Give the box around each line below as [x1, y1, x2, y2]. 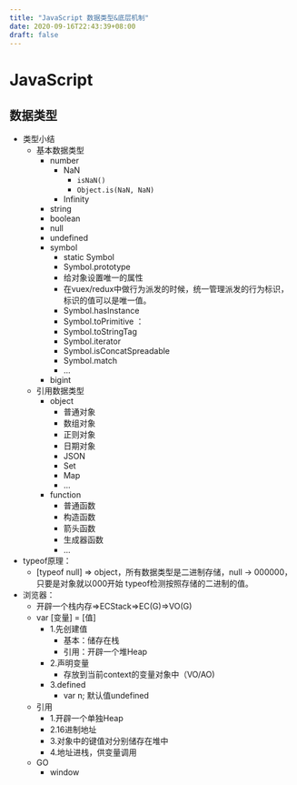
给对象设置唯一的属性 [63, 272, 144, 283]
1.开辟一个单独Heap [49, 713, 124, 724]
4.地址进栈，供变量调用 [49, 747, 137, 758]
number [49, 156, 80, 166]
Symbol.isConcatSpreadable [63, 346, 171, 357]
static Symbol [63, 252, 115, 263]
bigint [49, 375, 72, 386]
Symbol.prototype [63, 261, 131, 273]
